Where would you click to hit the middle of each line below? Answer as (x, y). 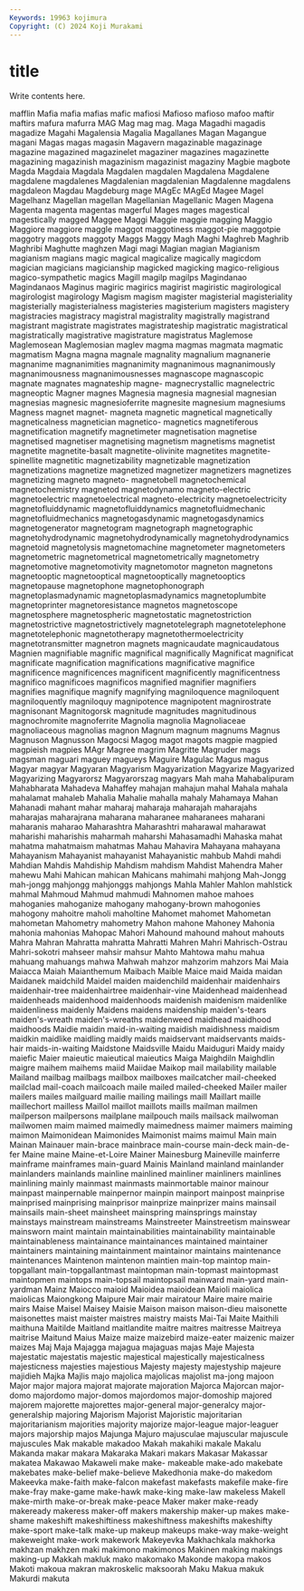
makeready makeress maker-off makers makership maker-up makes (137, 1511)
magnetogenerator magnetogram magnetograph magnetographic (131, 528)
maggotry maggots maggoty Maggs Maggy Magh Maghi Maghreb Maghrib (149, 239)
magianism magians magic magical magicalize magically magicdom (135, 259)
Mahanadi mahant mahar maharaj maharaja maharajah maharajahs (133, 807)
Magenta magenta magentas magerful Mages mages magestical (130, 210)
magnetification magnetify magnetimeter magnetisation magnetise (133, 432)
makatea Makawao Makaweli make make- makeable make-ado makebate (146, 1463)
